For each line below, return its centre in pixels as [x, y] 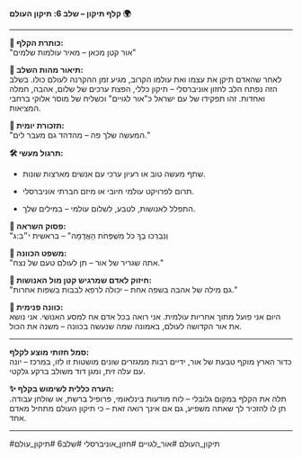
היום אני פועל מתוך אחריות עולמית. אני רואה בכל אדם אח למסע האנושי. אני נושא [145, 317]
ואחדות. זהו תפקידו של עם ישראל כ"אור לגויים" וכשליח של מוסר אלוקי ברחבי [137, 99]
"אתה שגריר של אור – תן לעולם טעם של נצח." [87, 263]
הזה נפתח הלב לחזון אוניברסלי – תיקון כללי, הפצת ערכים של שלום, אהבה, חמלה [143, 89]
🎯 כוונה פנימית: [36, 307]
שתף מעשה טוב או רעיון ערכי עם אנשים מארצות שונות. [114, 174]
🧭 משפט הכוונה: [38, 253]
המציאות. [25, 108]
